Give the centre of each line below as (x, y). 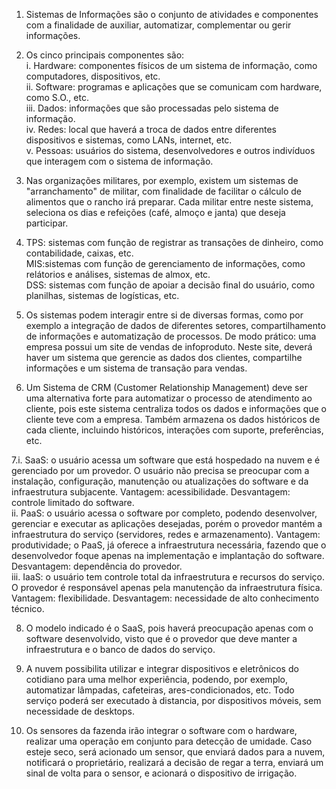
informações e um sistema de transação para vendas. (136, 368)
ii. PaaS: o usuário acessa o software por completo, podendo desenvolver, (164, 513)
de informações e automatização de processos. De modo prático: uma (171, 336)
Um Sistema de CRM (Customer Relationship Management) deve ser (166, 387)
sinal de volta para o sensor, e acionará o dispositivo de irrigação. (161, 773)
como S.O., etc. (57, 97)
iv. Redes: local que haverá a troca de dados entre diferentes (151, 129)
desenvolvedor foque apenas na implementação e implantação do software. (168, 555)
